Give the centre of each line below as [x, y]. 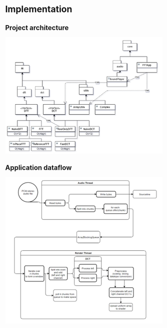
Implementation [39, 9]
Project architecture [37, 28]
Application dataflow [38, 168]
